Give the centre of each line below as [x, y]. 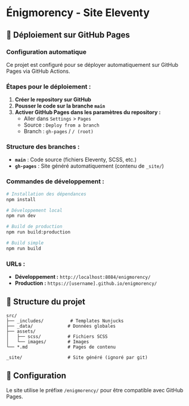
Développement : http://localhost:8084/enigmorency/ [83, 277]
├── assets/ [21, 331]
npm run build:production [38, 232]
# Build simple [25, 243]
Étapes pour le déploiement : [49, 87]
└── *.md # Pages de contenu [61, 347]
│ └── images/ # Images [48, 342]
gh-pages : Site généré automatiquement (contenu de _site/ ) [89, 166]
